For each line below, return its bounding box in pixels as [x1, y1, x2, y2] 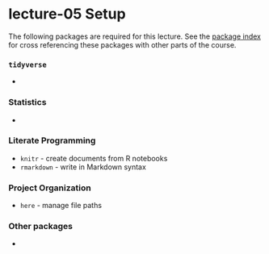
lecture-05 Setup [8, 5, 127, 23]
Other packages [8, 221, 73, 232]
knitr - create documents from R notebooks [19, 153, 168, 163]
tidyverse [8, 60, 47, 69]
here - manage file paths [19, 201, 103, 210]
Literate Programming [8, 135, 96, 146]
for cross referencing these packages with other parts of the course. [8, 40, 237, 49]
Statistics [8, 97, 47, 108]
